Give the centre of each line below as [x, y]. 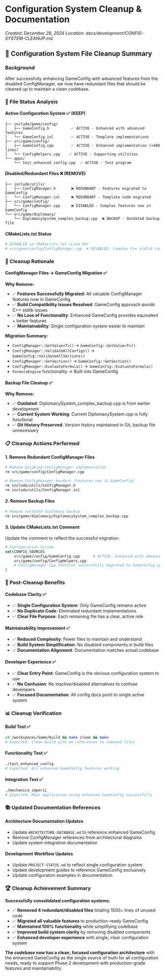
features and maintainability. [34, 968]
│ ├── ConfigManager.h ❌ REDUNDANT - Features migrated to [76, 188]
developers [24, 689]
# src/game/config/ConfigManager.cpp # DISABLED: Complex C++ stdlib [79, 249]
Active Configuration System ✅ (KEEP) [45, 113]
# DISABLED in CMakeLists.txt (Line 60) [47, 244]
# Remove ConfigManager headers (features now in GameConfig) [70, 481]
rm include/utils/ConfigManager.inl [42, 490]
